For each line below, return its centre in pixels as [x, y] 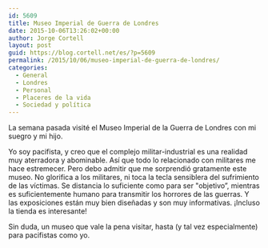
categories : [28, 68]
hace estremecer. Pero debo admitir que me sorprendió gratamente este [128, 169]
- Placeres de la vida [53, 98]
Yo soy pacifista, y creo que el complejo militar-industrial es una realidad [128, 152]
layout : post [30, 46]
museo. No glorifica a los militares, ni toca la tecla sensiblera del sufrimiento [134, 178]
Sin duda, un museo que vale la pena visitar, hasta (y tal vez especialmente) [133, 227]
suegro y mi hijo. [36, 136]
